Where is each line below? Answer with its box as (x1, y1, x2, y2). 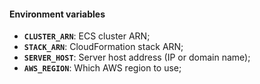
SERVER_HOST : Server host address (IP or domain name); (23, 51, 251, 64)
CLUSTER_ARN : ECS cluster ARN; (23, 30, 151, 42)
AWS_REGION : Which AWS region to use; (23, 62, 182, 74)
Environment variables (9, 8, 106, 20)
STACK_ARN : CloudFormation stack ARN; (23, 41, 184, 53)
